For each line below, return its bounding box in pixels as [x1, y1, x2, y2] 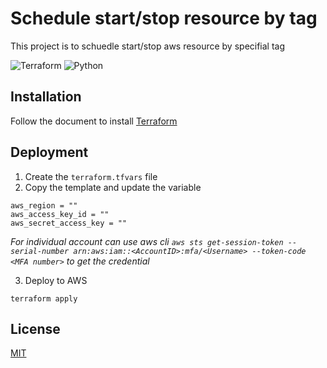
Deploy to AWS [24, 274, 88, 286]
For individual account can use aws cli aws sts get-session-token [10, 235, 284, 247]
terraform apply [10, 293, 78, 304]
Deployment [10, 144, 89, 161]
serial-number [10, 246, 70, 256]
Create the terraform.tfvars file [24, 170, 158, 182]
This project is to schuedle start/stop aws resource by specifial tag [10, 40, 286, 52]
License [10, 320, 61, 337]
